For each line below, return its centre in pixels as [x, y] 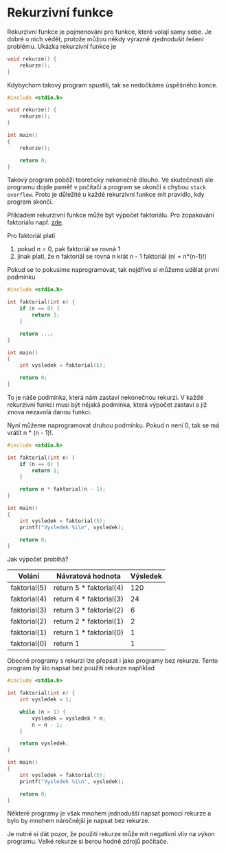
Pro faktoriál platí [31, 236]
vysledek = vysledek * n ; [69, 718]
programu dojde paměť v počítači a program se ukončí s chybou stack [106, 187]
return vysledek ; [44, 744]
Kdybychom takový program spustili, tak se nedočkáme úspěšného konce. [113, 85]
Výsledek [146, 576]
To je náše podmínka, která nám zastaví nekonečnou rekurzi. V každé [105, 397]
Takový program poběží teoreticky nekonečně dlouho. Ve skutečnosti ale [110, 180]
